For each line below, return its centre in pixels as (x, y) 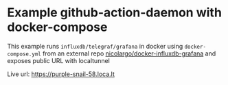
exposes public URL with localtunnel (58, 60)
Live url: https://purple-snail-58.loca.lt (61, 74)
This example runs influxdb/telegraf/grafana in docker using (95, 46)
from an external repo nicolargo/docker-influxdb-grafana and (129, 53)
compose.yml (24, 54)
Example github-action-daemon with (114, 13)
